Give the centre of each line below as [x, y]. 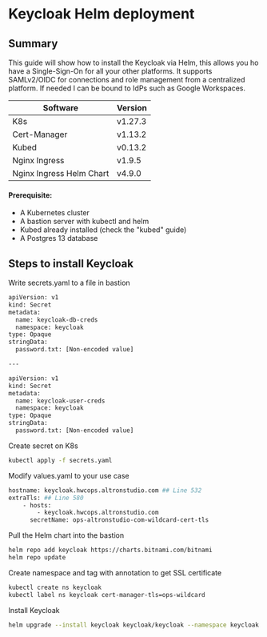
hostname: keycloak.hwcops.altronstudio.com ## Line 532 [105, 490]
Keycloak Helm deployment [102, 14]
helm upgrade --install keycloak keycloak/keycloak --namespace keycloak [134, 625]
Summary [33, 44]
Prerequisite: [30, 195]
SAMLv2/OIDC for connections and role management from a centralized [127, 80]
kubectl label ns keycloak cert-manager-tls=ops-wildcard [107, 595]
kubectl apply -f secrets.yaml [60, 460]
